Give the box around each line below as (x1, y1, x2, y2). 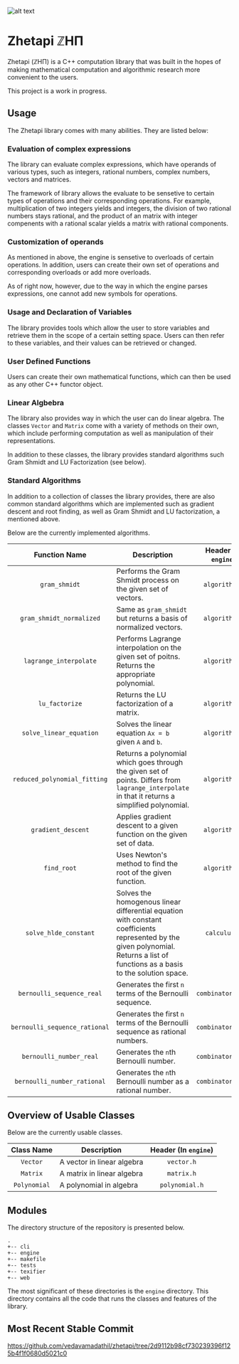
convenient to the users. (7, 73, 79, 81)
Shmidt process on (116, 575, 180, 585)
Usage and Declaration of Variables (7, 307, 132, 317)
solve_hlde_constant (25, 929, 95, 937)
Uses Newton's (116, 850, 167, 860)
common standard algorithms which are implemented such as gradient (7, 499, 215, 508)
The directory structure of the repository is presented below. (7, 1223, 185, 1232)
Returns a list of (116, 950, 169, 960)
